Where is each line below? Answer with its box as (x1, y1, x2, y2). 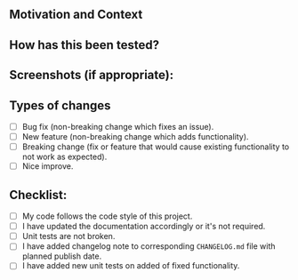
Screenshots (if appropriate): (9, 68, 174, 83)
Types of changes (9, 98, 111, 113)
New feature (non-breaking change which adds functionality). (21, 132, 249, 142)
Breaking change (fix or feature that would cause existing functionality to (21, 141, 290, 152)
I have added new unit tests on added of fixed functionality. (21, 260, 240, 271)
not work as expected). (21, 151, 108, 163)
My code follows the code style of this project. (21, 211, 193, 221)
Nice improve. (21, 161, 74, 172)
